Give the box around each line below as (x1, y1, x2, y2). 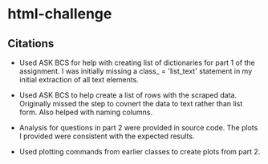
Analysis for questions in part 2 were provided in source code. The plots (18, 123, 258, 132)
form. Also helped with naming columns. (18, 107, 153, 117)
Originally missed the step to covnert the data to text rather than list (18, 99, 243, 108)
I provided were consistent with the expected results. (18, 131, 195, 141)
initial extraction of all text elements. (18, 75, 140, 84)
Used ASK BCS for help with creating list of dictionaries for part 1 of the (18, 58, 255, 67)
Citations (7, 37, 55, 50)
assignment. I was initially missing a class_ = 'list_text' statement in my (18, 66, 253, 76)
